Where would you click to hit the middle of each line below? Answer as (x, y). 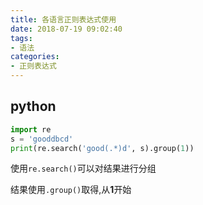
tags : (21, 38)
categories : (35, 57)
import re (31, 129)
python (33, 106)
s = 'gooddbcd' (42, 139)
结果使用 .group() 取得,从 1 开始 (71, 190)
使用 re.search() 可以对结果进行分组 (83, 168)
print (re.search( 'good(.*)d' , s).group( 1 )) (102, 148)
